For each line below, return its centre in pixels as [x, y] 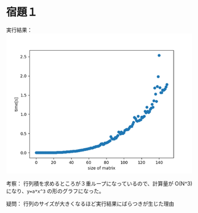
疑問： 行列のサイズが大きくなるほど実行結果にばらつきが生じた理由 [90, 203]
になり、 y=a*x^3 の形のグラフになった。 [55, 191]
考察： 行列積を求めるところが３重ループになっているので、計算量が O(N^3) [99, 183]
